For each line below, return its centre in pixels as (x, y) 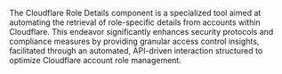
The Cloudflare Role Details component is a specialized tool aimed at (135, 13)
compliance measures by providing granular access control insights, (134, 41)
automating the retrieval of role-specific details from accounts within (135, 22)
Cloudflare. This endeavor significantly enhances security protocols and (141, 32)
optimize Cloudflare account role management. (96, 60)
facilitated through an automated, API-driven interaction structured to (136, 51)
